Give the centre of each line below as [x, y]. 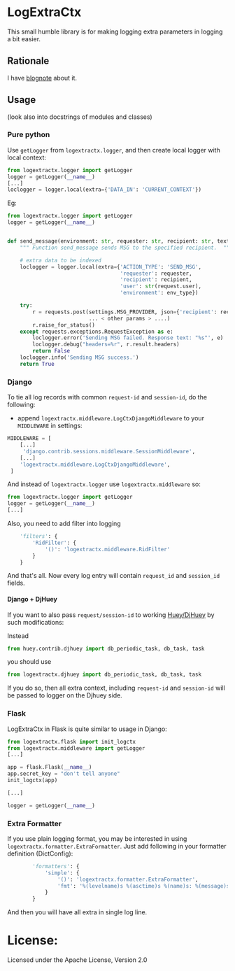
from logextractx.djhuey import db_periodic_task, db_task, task [104, 675]
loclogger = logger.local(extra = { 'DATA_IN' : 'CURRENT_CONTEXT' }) [104, 190]
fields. [16, 583]
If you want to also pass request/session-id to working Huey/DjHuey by [111, 615]
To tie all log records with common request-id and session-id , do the [107, 397]
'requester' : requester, [156, 274]
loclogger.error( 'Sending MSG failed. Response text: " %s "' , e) [128, 338]
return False [51, 351]
